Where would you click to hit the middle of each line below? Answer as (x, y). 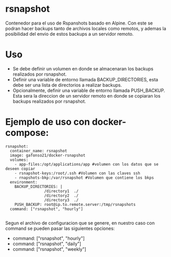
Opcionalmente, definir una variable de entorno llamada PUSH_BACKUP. (89, 90)
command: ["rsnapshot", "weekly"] (50, 249)
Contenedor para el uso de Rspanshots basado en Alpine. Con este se (79, 23)
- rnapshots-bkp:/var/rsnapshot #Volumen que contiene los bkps (84, 178)
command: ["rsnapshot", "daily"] (47, 244)
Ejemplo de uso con (48, 122)
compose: (27, 133)
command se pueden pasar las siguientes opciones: (60, 228)
